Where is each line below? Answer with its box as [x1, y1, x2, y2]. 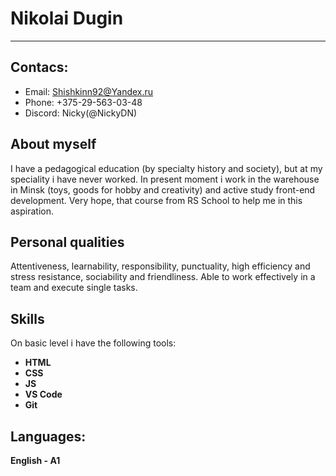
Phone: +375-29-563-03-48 [24, 96, 143, 108]
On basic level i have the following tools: [10, 337, 177, 349]
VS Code [24, 388, 63, 401]
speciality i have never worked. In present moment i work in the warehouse [10, 173, 320, 185]
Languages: [10, 428, 87, 445]
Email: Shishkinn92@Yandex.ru [24, 85, 154, 97]
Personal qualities [10, 233, 125, 251]
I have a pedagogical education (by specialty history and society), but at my [10, 162, 323, 174]
